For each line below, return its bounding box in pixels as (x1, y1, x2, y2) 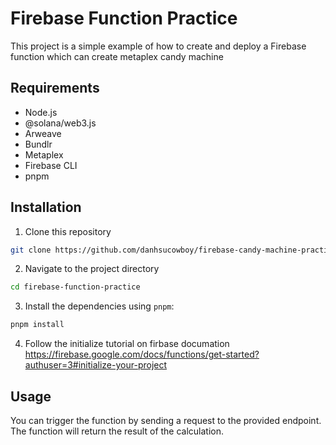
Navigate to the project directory (24, 263, 160, 275)
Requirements (10, 80, 100, 97)
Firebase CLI (24, 159, 78, 171)
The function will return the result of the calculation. (10, 425, 225, 437)
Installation (10, 199, 82, 216)
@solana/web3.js (24, 117, 97, 129)
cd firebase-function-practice (10, 282, 141, 292)
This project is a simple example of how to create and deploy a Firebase (10, 40, 307, 52)
